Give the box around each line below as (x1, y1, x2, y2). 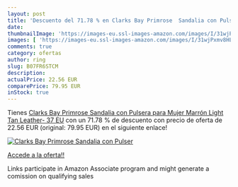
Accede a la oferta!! (7, 151, 65, 159)
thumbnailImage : (7, 30, 55, 37)
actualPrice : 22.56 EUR (7, 76, 78, 83)
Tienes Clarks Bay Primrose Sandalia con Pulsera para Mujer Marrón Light (7, 109, 224, 117)
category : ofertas (7, 50, 62, 57)
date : (7, 23, 23, 30)
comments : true (7, 43, 52, 50)
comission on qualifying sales (7, 172, 94, 181)
